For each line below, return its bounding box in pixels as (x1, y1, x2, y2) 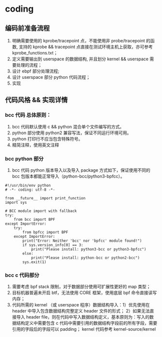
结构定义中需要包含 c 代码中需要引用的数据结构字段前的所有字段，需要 (16, 320, 158, 326)
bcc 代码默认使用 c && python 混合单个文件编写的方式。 (12, 124, 124, 129)
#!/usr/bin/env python (5, 183, 51, 188)
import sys (5, 200, 27, 205)
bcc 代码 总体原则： (5, 112, 51, 119)
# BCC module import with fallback (5, 208, 77, 213)
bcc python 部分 (5, 155, 44, 162)
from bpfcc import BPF (22, 230, 68, 234)
